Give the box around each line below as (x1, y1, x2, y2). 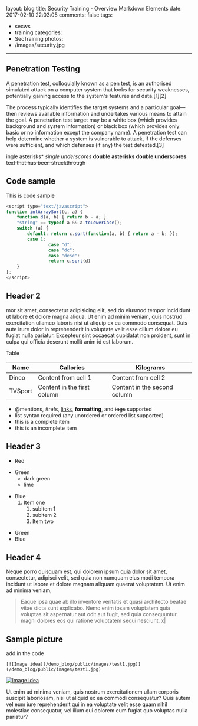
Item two (32, 518, 54, 525)
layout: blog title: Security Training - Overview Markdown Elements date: (6, 5, 183, 12)
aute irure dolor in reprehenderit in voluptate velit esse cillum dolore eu (6, 325, 179, 332)
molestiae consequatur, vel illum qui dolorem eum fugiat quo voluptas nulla (6, 707, 188, 714)
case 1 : (27, 236, 46, 242)
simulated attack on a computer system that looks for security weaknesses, (6, 86, 190, 93)
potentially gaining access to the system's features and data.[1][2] (6, 92, 167, 99)
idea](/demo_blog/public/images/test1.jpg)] (29, 661, 141, 668)
